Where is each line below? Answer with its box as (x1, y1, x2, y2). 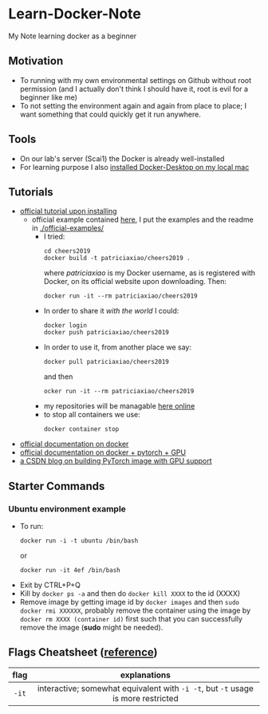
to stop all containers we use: (43, 410, 141, 420)
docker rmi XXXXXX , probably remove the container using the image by (19, 606, 251, 615)
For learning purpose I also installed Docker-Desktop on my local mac (19, 162, 250, 172)
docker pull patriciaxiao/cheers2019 (43, 358, 169, 366)
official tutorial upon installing (19, 207, 117, 216)
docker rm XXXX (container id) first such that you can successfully (19, 614, 243, 624)
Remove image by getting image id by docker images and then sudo (19, 598, 239, 607)
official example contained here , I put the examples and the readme (31, 215, 254, 224)
